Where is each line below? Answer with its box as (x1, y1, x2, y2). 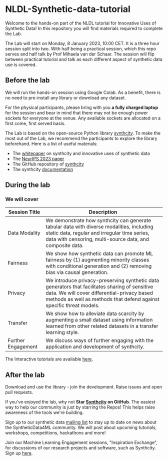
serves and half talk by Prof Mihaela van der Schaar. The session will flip (5, 51, 155, 57)
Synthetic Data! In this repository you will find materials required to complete (5, 25, 163, 31)
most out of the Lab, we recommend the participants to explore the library (5, 135, 157, 141)
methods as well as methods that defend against (45, 296, 159, 303)
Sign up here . (5, 450, 33, 456)
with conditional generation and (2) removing (45, 262, 152, 269)
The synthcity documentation (12, 166, 73, 172)
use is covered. (5, 61, 37, 67)
